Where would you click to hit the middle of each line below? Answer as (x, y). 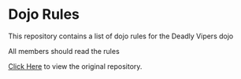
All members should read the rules (64, 51)
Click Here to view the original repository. (75, 66)
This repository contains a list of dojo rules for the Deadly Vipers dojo (121, 36)
